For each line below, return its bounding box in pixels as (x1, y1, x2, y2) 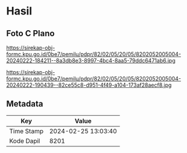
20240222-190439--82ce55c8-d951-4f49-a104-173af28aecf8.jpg (6, 81, 172, 89)
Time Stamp (9, 126, 44, 135)
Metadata (6, 99, 43, 109)
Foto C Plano (6, 28, 55, 39)
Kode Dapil (9, 137, 40, 145)
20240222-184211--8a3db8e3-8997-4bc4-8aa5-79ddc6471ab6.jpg (6, 57, 176, 64)
